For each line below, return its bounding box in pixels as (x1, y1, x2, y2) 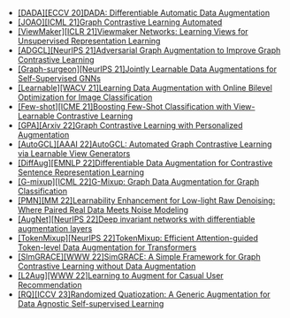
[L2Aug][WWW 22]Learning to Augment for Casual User (17, 270, 224, 281)
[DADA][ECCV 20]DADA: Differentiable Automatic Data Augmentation (17, 8, 271, 18)
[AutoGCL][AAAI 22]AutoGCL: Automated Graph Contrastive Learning (17, 139, 272, 149)
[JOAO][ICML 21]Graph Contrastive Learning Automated (17, 17, 223, 27)
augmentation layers (17, 223, 93, 233)
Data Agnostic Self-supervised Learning (17, 299, 164, 308)
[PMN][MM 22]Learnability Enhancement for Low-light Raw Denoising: (17, 195, 276, 206)
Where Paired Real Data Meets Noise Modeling (17, 205, 188, 215)
